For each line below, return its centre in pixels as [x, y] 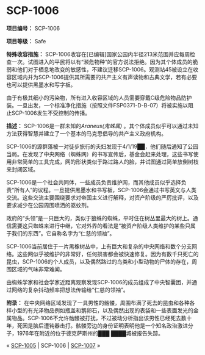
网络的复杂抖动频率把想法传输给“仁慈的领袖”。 [70, 290]
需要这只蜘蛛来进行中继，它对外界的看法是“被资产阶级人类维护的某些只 [101, 226]
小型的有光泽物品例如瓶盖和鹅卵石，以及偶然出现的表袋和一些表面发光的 [102, 310]
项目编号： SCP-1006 [33, 28]
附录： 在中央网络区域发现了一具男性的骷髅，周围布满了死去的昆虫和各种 [98, 303]
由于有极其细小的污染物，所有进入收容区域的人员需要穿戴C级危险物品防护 [99, 98]
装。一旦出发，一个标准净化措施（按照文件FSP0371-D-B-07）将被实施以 [97, 105]
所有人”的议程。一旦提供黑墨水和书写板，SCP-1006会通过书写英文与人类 [106, 190]
